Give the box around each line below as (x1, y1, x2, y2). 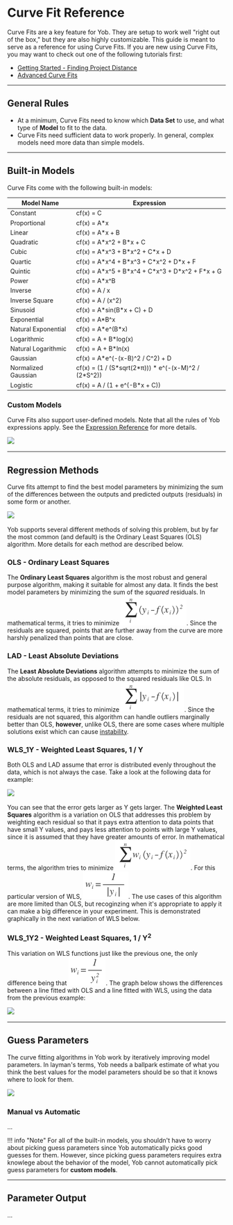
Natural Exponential (10, 325, 67, 333)
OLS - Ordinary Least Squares (7, 558, 110, 568)
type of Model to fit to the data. (17, 123, 107, 131)
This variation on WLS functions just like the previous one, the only (7, 949, 198, 957)
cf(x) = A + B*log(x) (76, 335, 134, 343)
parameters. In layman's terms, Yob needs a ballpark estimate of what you (7, 1060, 220, 1068)
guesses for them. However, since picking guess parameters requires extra (7, 1151, 222, 1159)
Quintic (10, 266, 31, 275)
